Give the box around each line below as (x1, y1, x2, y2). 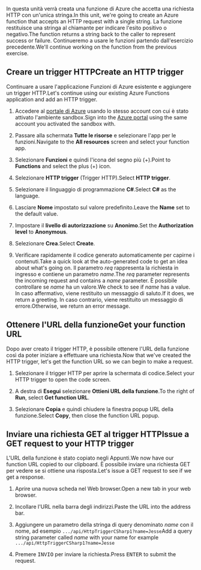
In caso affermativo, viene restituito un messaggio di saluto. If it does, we (14, 289, 194, 296)
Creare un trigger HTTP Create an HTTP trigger (6, 67, 184, 77)
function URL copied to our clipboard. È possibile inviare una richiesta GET (6, 461, 191, 468)
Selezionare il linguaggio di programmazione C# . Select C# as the (14, 185, 176, 193)
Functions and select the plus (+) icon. (14, 162, 112, 170)
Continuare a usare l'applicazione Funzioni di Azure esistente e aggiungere (6, 83, 192, 90)
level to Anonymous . (14, 228, 68, 235)
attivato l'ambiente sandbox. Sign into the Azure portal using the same (14, 113, 187, 121)
